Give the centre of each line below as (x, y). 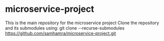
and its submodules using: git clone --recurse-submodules (65, 28)
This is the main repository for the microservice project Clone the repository (82, 23)
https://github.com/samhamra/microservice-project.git (61, 33)
